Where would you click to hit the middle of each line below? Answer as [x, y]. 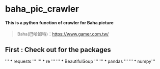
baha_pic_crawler [42, 9]
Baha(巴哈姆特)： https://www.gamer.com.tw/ [63, 34]
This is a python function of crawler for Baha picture [59, 22]
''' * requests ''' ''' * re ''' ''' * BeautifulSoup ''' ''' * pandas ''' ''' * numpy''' [80, 61]
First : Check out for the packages [58, 50]
